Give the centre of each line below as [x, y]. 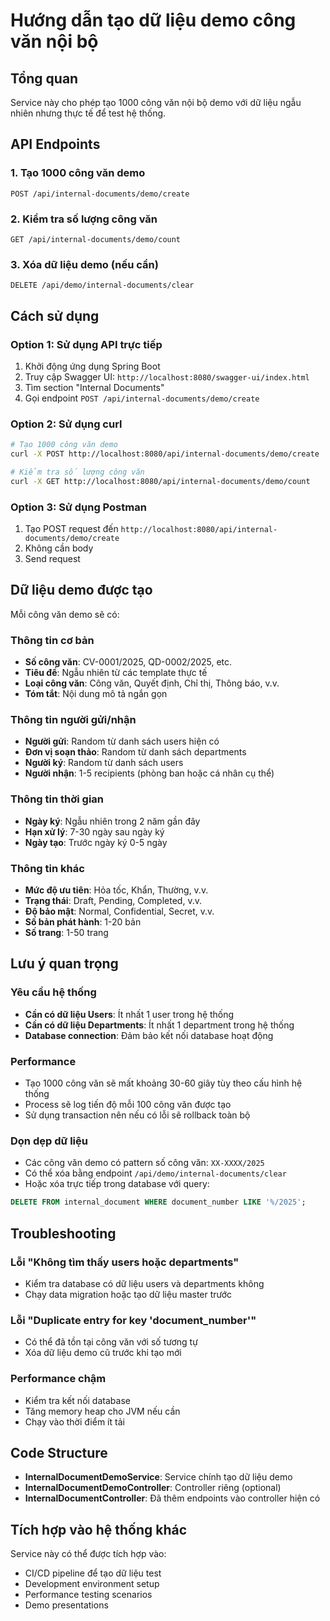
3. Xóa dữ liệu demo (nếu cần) [84, 264]
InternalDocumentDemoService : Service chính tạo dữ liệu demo [158, 1477]
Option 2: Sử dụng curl [66, 424]
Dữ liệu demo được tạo [81, 590]
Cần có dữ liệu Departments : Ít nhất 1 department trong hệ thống [159, 1025]
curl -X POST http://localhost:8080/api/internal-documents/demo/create [165, 454]
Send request [52, 559]
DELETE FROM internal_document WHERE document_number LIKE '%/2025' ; [158, 1202]
